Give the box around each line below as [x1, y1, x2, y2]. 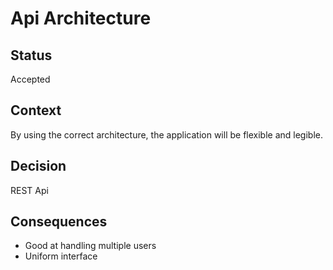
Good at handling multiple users [24, 240, 157, 252]
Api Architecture [10, 7, 152, 30]
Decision [10, 158, 67, 175]
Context [10, 102, 62, 119]
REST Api [10, 184, 49, 196]
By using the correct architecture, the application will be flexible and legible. [10, 128, 323, 141]
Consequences [10, 213, 108, 231]
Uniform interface [24, 250, 98, 262]
